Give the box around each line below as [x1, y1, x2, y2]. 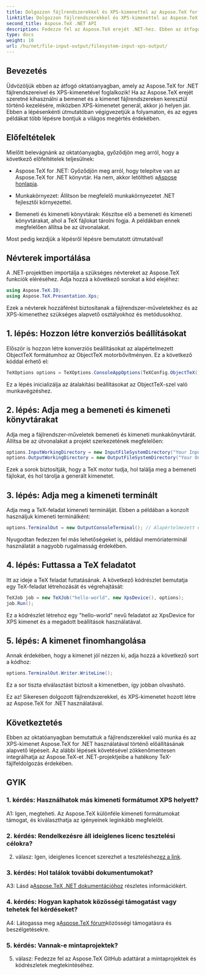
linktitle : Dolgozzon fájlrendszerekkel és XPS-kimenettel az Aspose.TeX [6, 15, 198, 21]
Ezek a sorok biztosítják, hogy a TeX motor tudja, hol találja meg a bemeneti [6, 466, 196, 473]
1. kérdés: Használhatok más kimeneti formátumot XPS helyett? [6, 796, 199, 804]
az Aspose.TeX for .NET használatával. [6, 699, 104, 707]
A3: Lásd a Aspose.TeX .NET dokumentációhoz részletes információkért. [6, 883, 187, 890]
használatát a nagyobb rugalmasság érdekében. [6, 543, 128, 549]
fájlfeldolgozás [6, 760, 44, 767]
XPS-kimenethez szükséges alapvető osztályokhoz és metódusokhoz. [6, 311, 183, 318]
